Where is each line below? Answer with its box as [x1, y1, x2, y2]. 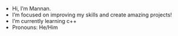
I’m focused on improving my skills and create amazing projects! [11, 11, 172, 18]
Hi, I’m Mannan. [11, 5, 51, 12]
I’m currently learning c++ [11, 18, 77, 24]
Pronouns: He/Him [11, 24, 59, 31]
